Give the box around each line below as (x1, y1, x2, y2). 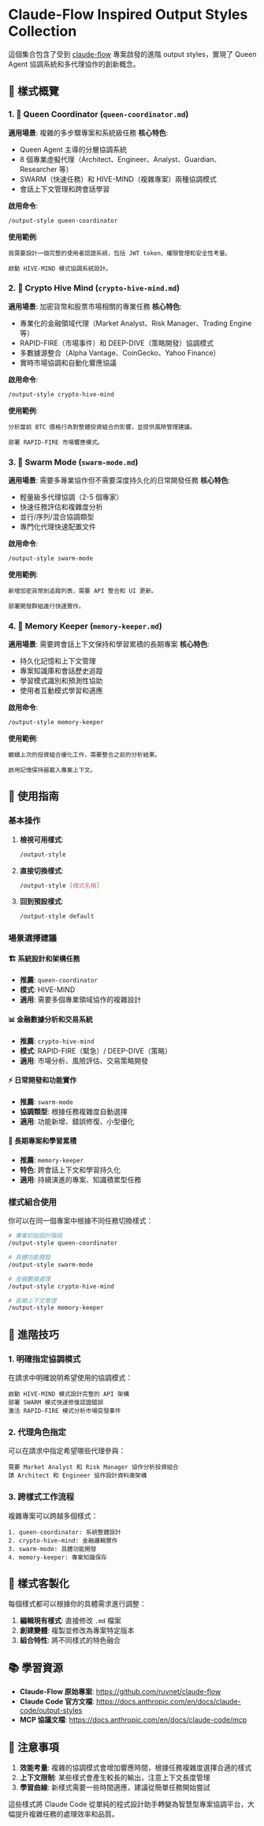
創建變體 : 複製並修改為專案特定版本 (19, 1625, 135, 1636)
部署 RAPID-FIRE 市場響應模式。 (8, 438, 104, 446)
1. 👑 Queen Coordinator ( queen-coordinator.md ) (8, 109, 189, 120)
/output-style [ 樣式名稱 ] (19, 881, 100, 889)
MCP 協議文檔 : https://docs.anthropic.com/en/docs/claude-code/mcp (19, 1715, 247, 1725)
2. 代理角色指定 (8, 1426, 67, 1437)
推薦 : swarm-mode (19, 1096, 73, 1106)
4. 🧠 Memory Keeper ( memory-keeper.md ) (8, 620, 163, 631)
